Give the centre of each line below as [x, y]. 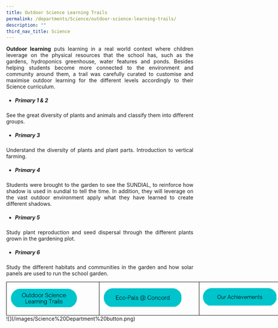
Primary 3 [27, 135]
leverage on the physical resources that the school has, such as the [100, 55]
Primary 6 [27, 252]
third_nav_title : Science [38, 31]
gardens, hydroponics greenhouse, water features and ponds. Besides [100, 62]
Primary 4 [27, 170]
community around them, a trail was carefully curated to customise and [100, 74]
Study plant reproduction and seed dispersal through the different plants [100, 233]
